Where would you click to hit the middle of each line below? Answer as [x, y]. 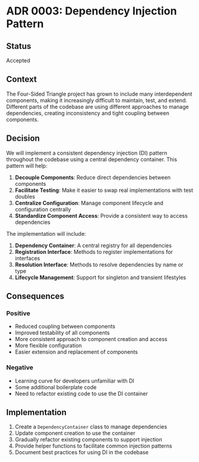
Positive [18, 313]
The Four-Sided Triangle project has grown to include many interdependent [99, 94]
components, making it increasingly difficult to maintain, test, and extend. [97, 100]
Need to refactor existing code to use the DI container [81, 393]
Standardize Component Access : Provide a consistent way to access [101, 215]
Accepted [18, 60]
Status [19, 46]
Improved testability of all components [62, 333]
